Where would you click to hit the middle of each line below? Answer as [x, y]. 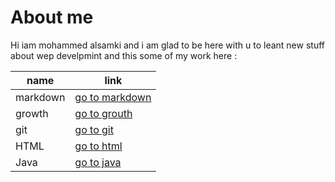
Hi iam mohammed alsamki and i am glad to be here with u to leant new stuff [167, 45]
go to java [98, 162]
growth [32, 113]
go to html [98, 146]
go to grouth [103, 113]
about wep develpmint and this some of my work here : [124, 55]
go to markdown [113, 97]
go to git [94, 129]
